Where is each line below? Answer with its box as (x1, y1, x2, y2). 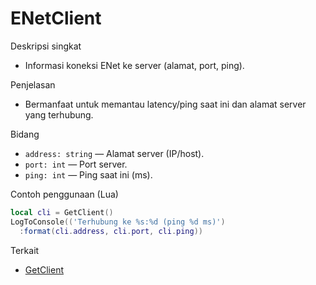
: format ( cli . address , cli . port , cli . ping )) (19, 226, 204, 236)
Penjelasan (10, 78, 56, 91)
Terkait (10, 244, 40, 256)
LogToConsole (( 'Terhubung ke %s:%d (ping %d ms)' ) (10, 217, 226, 227)
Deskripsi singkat (10, 40, 82, 52)
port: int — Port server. (24, 158, 128, 170)
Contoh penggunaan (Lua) (10, 188, 119, 200)
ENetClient (10, 7, 102, 30)
